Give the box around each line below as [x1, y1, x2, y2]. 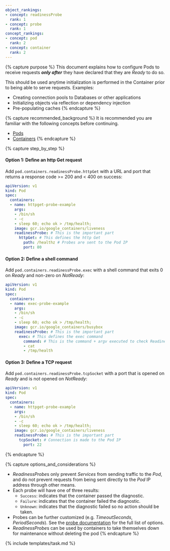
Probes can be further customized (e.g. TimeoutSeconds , [12, 514, 133, 520]
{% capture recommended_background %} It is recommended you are [5, 115, 152, 121]
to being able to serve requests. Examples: [5, 84, 95, 90]
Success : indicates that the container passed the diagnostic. [20, 493, 145, 499]
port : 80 [23, 245, 42, 250]
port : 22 [23, 442, 42, 447]
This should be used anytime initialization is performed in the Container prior [5, 79, 165, 85]
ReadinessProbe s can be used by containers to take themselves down [12, 525, 159, 531]
